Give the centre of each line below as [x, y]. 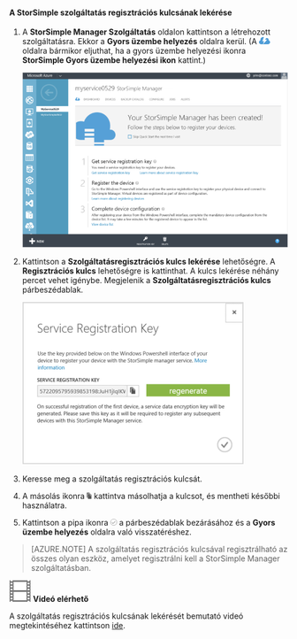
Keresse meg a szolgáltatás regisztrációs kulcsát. [112, 479]
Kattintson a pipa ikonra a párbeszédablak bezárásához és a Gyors [148, 523]
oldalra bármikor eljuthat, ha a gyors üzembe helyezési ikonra [134, 51]
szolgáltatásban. [61, 568]
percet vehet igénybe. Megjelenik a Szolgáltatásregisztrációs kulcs [146, 281]
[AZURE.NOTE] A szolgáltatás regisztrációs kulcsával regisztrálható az [159, 550]
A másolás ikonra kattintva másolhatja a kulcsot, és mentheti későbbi [151, 497]
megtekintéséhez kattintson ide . [67, 626]
